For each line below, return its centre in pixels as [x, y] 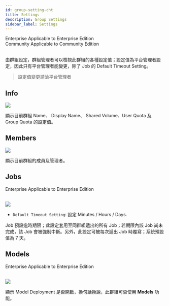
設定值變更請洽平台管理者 [44, 77]
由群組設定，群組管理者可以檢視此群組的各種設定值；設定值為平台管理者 [81, 60]
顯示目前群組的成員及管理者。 [36, 160]
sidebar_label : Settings [31, 24]
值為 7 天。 [17, 238]
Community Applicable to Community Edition [52, 44]
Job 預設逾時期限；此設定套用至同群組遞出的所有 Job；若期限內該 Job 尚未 [84, 225]
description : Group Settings [36, 19]
